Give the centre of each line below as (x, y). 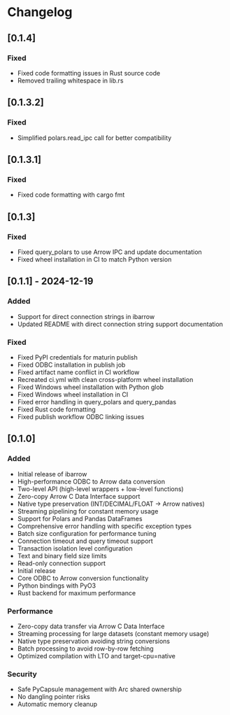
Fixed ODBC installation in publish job (71, 364)
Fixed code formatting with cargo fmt (71, 195)
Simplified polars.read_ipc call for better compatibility (94, 138)
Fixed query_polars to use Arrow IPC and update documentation (110, 252)
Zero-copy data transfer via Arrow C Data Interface (91, 626)
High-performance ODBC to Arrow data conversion (91, 481)
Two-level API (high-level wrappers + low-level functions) (100, 489)
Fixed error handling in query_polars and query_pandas (97, 402)
